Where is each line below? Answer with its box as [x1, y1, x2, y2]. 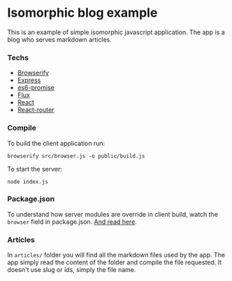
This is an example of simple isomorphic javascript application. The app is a [7, 28, 225, 36]
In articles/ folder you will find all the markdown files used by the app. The [7, 251, 226, 259]
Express [17, 76, 41, 84]
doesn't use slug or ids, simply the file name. [7, 266, 136, 274]
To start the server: [7, 165, 63, 173]
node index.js [7, 178, 49, 185]
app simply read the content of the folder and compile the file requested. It [7, 258, 222, 266]
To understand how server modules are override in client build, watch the [7, 210, 219, 218]
